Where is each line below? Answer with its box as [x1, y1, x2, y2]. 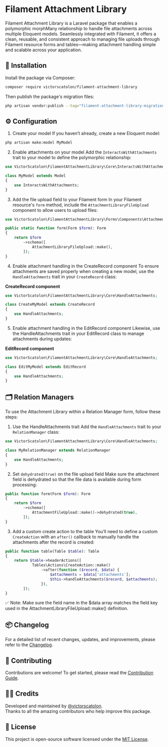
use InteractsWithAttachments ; [14, 182, 79, 188]
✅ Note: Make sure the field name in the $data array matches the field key [5, 600, 158, 606]
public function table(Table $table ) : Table [5, 549, 99, 554]
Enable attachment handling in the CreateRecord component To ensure [12, 263, 159, 269]
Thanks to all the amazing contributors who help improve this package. [5, 708, 151, 714]
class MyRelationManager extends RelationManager [5, 448, 111, 453]
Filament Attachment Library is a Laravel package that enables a [5, 20, 137, 26]
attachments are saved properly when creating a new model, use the [12, 268, 154, 274]
